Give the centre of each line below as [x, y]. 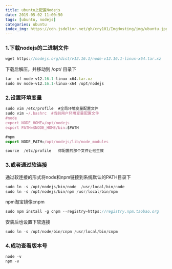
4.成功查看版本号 [26, 246]
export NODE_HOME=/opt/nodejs [38, 123]
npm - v [12, 261]
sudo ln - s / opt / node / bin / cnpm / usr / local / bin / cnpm [61, 232]
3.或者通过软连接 [26, 165]
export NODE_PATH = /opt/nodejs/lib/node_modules [57, 142]
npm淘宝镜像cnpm [25, 202]
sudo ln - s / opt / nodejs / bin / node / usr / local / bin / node [65, 187]
